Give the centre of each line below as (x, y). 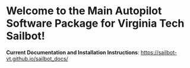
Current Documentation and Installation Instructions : (73, 52)
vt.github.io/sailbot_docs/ (37, 59)
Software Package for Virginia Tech (95, 23)
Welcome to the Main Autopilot (84, 11)
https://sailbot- (159, 52)
